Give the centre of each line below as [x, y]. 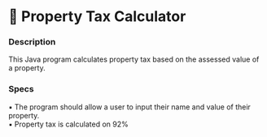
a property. [27, 68]
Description [32, 42]
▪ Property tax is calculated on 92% [68, 124]
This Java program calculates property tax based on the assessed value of [134, 59]
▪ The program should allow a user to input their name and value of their [129, 107]
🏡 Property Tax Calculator [97, 17]
